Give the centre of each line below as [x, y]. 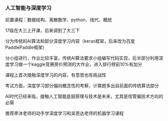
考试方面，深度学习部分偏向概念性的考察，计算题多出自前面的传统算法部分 [82, 86]
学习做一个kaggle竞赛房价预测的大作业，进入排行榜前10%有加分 [76, 64]
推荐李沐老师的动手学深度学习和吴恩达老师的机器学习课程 [64, 113]
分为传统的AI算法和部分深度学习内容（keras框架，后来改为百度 [70, 41]
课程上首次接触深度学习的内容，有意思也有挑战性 [56, 75]
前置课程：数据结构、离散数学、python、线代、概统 [58, 20]
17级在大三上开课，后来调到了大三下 [43, 31]
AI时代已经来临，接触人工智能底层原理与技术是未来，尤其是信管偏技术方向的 [84, 96]
